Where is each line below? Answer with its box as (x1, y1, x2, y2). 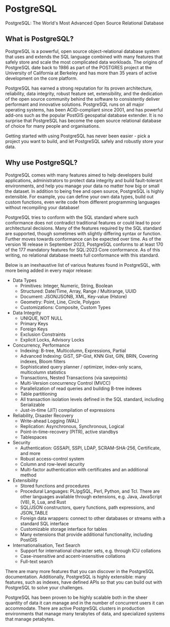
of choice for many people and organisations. (5, 123, 100, 129)
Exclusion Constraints (20, 331, 66, 337)
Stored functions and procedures (20, 482, 90, 489)
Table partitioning (20, 390, 57, 397)
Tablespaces (20, 434, 47, 440)
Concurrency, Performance (12, 342, 70, 348)
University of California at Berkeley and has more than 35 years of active (5, 70, 157, 76)
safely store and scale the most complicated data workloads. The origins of (5, 59, 163, 65)
